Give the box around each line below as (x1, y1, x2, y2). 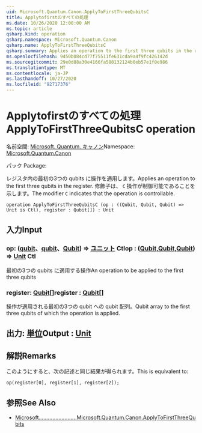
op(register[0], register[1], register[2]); (6, 380, 120, 386)
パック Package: (6, 162, 47, 169)
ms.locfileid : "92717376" (6, 82, 71, 88)
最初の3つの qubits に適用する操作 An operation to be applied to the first (6, 267, 184, 274)
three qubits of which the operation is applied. (6, 309, 120, 316)
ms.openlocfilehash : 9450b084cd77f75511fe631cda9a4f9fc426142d (6, 53, 168, 59)
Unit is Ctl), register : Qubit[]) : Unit (6, 207, 114, 213)
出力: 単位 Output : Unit (6, 329, 91, 339)
